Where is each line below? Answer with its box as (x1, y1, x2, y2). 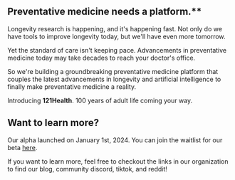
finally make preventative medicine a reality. (7, 82, 137, 91)
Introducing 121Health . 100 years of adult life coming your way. (7, 96, 193, 105)
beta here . (7, 143, 38, 152)
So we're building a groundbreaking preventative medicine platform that (7, 67, 219, 75)
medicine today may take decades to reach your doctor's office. (7, 53, 196, 62)
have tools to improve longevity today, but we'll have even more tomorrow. (7, 32, 226, 41)
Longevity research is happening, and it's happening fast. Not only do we (7, 24, 223, 33)
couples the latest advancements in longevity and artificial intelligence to (7, 75, 221, 83)
